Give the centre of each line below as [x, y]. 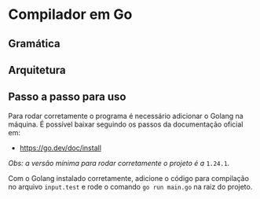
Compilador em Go [70, 15]
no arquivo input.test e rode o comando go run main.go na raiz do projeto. [130, 186]
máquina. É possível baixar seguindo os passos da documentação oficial [126, 124]
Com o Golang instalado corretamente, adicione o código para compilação [129, 178]
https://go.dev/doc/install [60, 148]
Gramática [34, 44]
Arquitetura [37, 70]
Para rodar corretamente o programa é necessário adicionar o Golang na [126, 116]
